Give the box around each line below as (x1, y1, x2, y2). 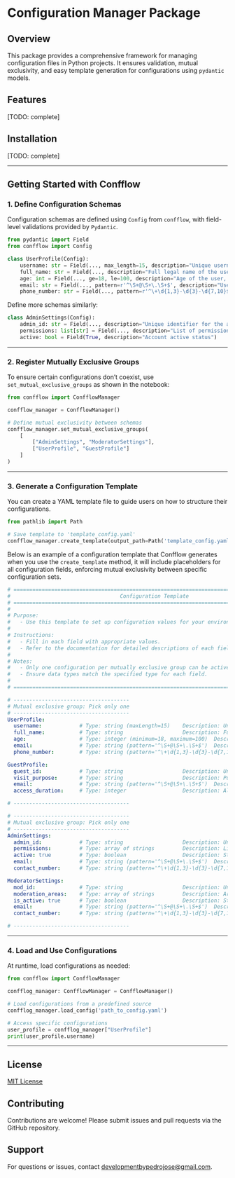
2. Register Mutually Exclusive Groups (7, 357, 140, 367)
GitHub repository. (7, 1123, 61, 1132)
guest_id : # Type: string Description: (13, 767, 220, 775)
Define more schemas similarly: (7, 301, 98, 309)
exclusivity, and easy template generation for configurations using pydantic (7, 67, 225, 74)
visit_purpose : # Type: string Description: (13, 774, 220, 781)
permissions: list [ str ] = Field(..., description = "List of (20, 327, 196, 334)
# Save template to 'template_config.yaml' (7, 531, 136, 538)
